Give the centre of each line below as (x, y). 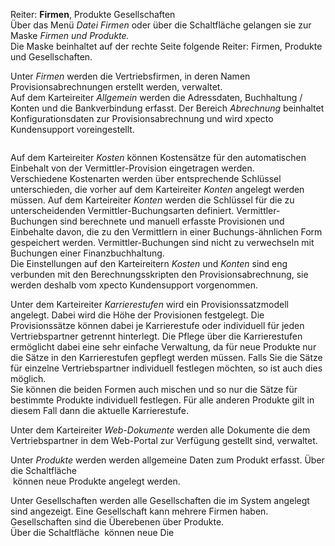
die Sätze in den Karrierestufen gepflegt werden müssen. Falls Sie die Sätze (166, 357)
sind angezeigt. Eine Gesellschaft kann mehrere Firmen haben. (139, 511)
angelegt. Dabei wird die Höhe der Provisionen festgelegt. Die (137, 315)
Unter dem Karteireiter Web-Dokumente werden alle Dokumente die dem (160, 430)
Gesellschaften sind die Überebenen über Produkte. (117, 522)
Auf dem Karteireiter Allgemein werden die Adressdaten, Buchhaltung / (156, 97)
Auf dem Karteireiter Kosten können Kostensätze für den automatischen (158, 157)
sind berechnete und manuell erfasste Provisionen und (172, 221)
